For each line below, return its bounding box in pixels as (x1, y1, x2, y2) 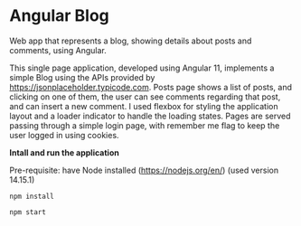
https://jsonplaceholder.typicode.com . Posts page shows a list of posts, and (9, 81, 292, 92)
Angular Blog (9, 5, 110, 26)
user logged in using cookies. (9, 129, 119, 140)
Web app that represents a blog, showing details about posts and (9, 35, 252, 46)
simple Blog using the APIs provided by (9, 71, 155, 82)
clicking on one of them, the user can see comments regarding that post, (9, 91, 281, 102)
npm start (9, 207, 47, 217)
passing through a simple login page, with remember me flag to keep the (9, 119, 280, 131)
